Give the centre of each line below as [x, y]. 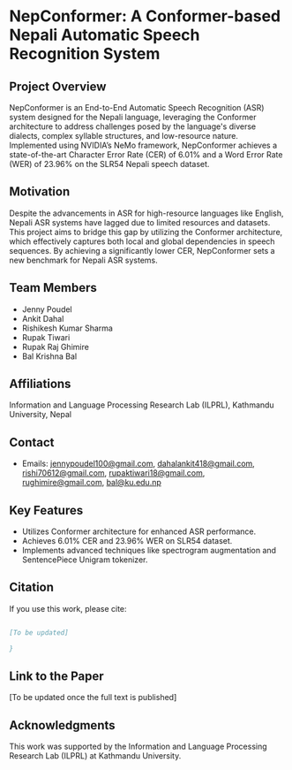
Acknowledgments [63, 725]
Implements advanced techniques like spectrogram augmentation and [149, 551]
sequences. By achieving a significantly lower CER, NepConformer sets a [142, 250]
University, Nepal [41, 415]
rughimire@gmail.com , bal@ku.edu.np [91, 483]
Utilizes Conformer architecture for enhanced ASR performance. [139, 531]
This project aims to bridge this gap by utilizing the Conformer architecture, [146, 232]
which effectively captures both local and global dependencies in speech [142, 241]
